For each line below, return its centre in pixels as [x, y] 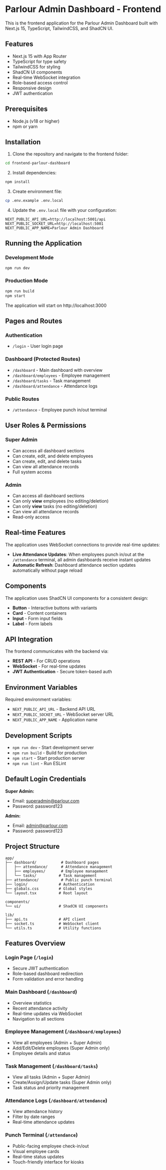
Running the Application [44, 243]
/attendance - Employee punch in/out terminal [60, 410]
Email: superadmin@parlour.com [46, 801]
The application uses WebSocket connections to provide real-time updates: [83, 545]
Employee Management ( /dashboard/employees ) [63, 1032]
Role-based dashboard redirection [48, 974]
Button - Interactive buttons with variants [55, 608]
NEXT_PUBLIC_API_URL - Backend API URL [54, 709]
